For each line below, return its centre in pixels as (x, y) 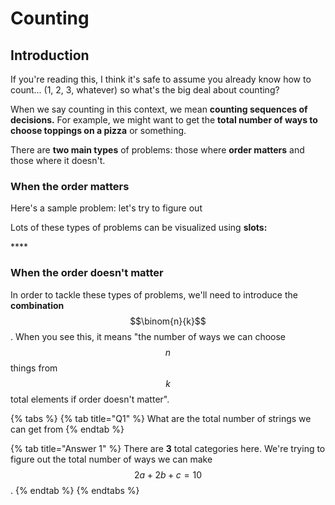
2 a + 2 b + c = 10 (168, 474)
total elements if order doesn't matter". (90, 399)
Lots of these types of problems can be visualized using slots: (139, 228)
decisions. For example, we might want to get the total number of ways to (164, 120)
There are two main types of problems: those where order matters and (157, 150)
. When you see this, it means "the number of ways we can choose (148, 336)
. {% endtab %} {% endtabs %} (75, 490)
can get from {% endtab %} (67, 429)
